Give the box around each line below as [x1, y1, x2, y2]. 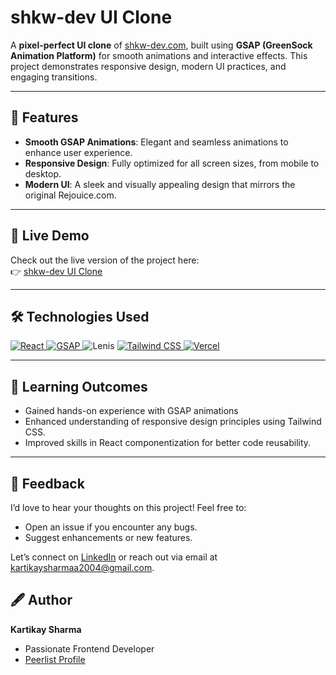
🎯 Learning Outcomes [10, 378, 148, 395]
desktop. [24, 167, 62, 180]
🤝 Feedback [10, 475, 85, 492]
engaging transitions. [10, 71, 98, 83]
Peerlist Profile [24, 653, 86, 665]
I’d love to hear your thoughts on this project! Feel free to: [10, 502, 247, 513]
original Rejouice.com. [24, 189, 117, 201]
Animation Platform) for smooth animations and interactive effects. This [10, 49, 308, 61]
